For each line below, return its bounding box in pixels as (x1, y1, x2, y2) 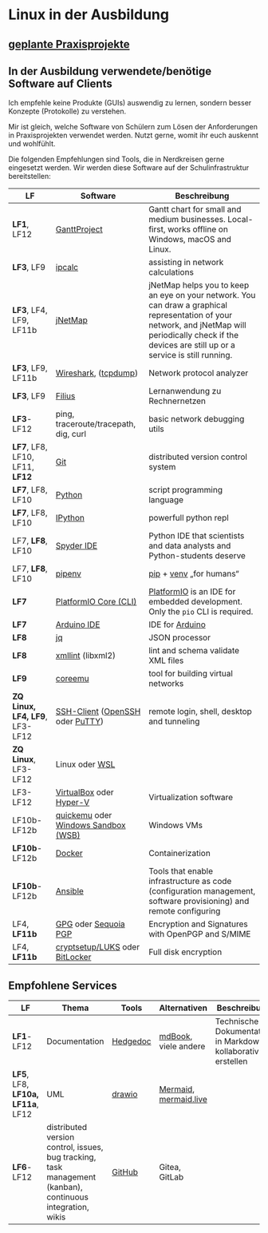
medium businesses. (148, 214, 226, 225)
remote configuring (148, 906, 221, 917)
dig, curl (55, 429, 86, 440)
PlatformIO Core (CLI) (55, 597, 137, 608)
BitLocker (55, 952, 92, 963)
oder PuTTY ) (55, 716, 104, 728)
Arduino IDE (55, 619, 100, 630)
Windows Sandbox (55, 820, 126, 831)
